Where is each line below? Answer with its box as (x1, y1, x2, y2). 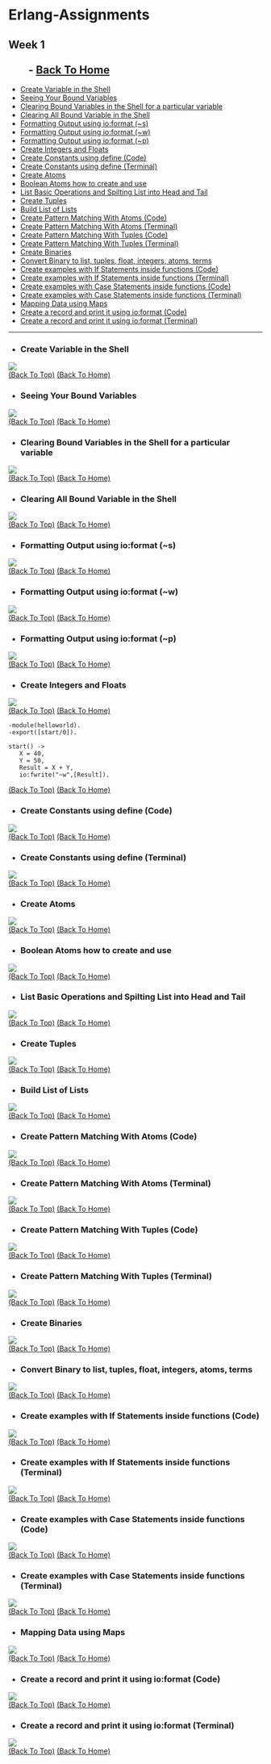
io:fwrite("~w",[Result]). (19, 771, 110, 780)
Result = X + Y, (19, 764, 74, 772)
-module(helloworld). (8, 721, 81, 729)
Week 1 (8, 38, 45, 52)
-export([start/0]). (8, 729, 78, 737)
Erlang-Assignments (8, 6, 151, 24)
